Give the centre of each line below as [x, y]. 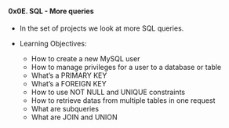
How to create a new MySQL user [85, 59]
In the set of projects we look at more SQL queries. [102, 28]
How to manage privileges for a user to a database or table [126, 68]
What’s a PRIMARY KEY [69, 75]
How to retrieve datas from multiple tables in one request [123, 101]
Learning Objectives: [53, 44]
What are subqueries [65, 109]
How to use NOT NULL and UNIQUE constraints [108, 92]
